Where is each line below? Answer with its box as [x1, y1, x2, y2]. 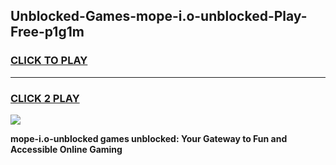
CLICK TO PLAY [10, 54, 88, 68]
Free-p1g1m [10, 24, 85, 41]
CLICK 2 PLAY [10, 91, 80, 105]
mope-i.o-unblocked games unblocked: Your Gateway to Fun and [10, 132, 288, 144]
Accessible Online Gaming [10, 143, 123, 155]
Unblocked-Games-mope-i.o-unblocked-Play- [10, 8, 308, 25]
